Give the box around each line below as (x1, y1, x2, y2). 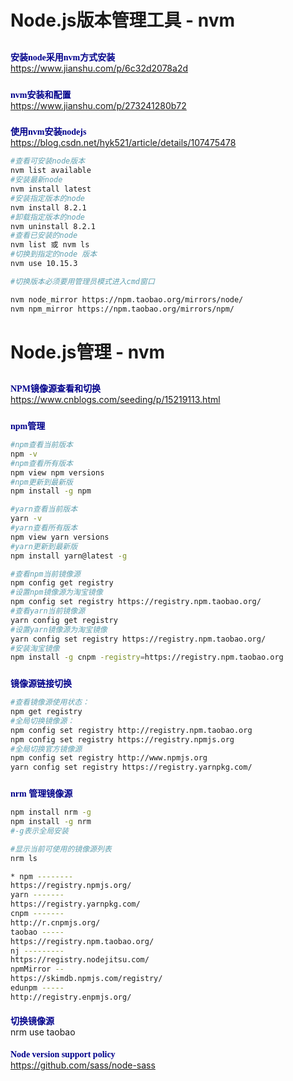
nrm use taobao (10, 1026, 76, 1038)
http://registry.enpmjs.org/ (10, 992, 132, 1002)
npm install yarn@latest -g (10, 551, 128, 561)
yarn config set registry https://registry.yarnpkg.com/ (10, 762, 253, 773)
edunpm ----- (10, 983, 65, 993)
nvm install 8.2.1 (10, 202, 87, 213)
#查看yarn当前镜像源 (10, 606, 86, 616)
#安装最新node (10, 175, 63, 185)
